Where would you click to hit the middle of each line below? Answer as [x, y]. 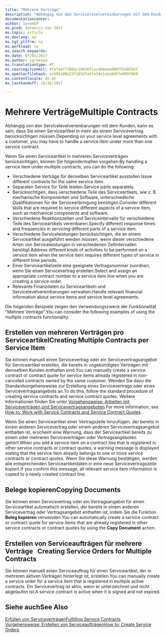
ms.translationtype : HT [30, 65]
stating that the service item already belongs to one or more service [74, 453]
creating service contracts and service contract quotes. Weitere [70, 397]
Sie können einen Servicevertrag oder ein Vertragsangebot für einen [75, 502]
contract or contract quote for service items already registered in [71, 375]
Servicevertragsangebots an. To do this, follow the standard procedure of [79, 391]
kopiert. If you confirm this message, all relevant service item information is [81, 469]
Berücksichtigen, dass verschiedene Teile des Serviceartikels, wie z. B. [84, 192]
